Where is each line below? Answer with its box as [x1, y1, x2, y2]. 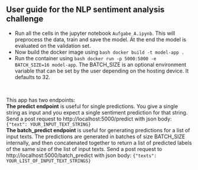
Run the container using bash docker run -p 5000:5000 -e [14, 54, 157, 61]
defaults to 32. [14, 73, 50, 80]
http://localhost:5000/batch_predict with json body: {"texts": [6, 152, 157, 159]
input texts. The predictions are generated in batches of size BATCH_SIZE [6, 133, 186, 140]
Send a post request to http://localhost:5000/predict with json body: [6, 115, 173, 122]
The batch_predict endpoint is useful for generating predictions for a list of [6, 126, 190, 133]
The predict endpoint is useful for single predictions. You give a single [6, 103, 178, 110]
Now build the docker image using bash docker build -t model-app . [14, 48, 184, 55]
